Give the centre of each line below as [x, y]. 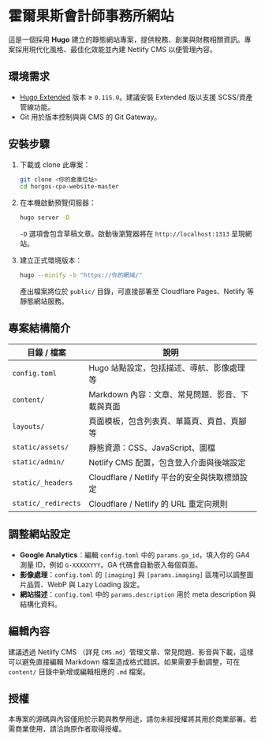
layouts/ [28, 426]
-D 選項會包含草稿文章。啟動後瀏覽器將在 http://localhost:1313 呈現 [132, 234]
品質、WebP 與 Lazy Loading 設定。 [85, 584]
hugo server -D [45, 218]
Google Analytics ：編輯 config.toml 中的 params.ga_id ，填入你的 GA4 [134, 555]
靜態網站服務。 [44, 301]
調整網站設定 [39, 534]
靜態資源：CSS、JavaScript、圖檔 [152, 448]
